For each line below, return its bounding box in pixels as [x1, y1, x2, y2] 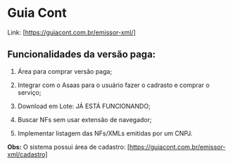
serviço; [17, 88, 42, 96]
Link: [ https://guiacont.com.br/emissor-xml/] [7, 28, 136, 37]
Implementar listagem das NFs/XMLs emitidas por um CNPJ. [17, 128, 193, 138]
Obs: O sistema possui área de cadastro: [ [7, 143, 130, 151]
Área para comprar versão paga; [17, 67, 113, 75]
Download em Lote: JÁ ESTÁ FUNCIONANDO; [17, 102, 151, 110]
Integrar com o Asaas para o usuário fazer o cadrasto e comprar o [17, 81, 210, 89]
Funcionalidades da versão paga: [7, 48, 156, 60]
